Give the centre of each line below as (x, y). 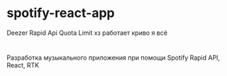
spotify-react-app (61, 13)
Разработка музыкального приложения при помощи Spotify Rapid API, (113, 58)
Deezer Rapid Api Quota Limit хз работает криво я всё (87, 33)
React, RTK (23, 65)
